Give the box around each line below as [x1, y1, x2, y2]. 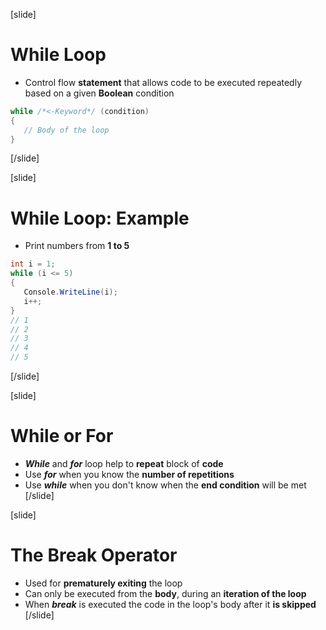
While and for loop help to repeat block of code [24, 457, 224, 469]
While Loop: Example [10, 207, 190, 229]
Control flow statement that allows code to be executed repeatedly [24, 76, 303, 88]
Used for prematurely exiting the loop [24, 577, 183, 589]
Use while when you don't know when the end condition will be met [24, 479, 307, 491]
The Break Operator [10, 544, 178, 567]
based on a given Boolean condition [24, 87, 175, 99]
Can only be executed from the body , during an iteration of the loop [24, 587, 307, 599]
